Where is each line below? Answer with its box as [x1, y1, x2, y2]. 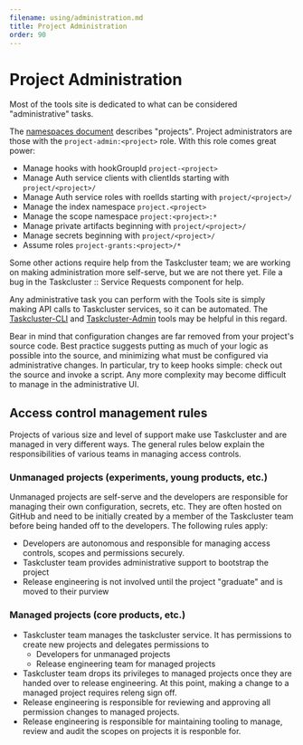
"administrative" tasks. [9, 109, 94, 119]
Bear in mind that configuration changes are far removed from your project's [9, 331, 294, 342]
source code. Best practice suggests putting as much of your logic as [9, 340, 269, 351]
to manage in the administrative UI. [9, 379, 140, 390]
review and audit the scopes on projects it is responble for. [22, 725, 241, 736]
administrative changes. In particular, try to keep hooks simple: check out [9, 359, 283, 371]
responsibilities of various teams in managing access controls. [9, 449, 241, 460]
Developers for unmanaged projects [35, 648, 171, 659]
